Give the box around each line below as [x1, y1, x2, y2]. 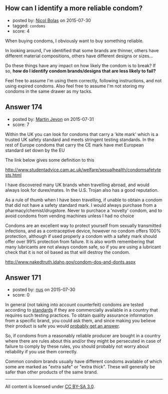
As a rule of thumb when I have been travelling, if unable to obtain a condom [5, 197, 162, 203]
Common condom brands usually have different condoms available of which [5, 358, 162, 364]
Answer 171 [5, 274, 41, 282]
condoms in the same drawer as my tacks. [5, 88, 92, 94]
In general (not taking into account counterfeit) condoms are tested [5, 302, 144, 308]
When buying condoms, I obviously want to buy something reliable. [5, 38, 144, 44]
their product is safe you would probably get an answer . [5, 323, 120, 329]
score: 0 [12, 292, 30, 298]
